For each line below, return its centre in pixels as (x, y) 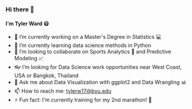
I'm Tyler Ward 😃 (27, 24)
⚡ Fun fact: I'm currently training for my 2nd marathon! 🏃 (83, 100)
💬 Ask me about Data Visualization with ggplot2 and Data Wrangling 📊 (100, 82)
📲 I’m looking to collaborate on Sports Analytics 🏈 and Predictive (92, 52)
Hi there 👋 (20, 9)
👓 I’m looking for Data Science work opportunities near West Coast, (98, 67)
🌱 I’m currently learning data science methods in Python (83, 45)
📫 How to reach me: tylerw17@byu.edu (63, 91)
